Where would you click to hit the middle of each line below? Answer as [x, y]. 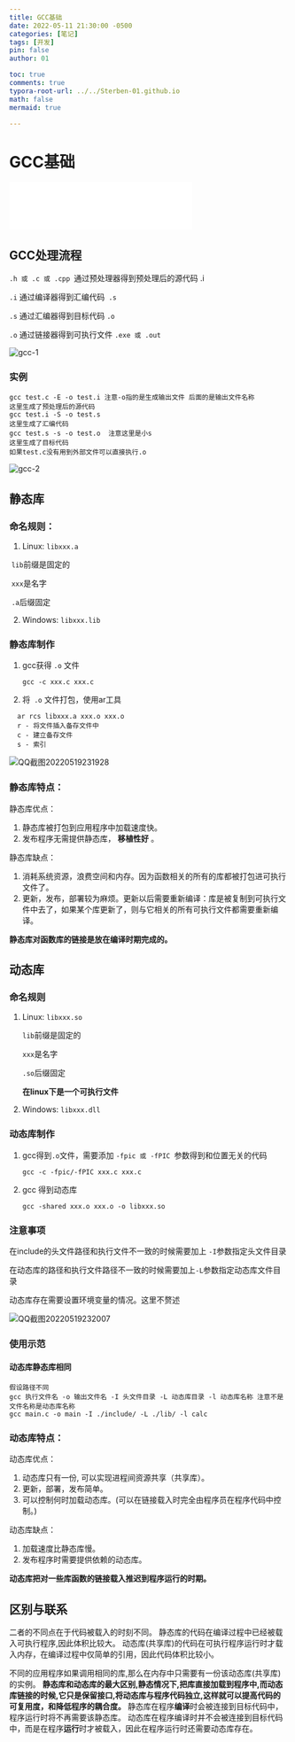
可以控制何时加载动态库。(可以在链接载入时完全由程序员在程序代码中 [147, 1500]
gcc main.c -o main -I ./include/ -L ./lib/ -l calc [109, 1414]
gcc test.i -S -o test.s [55, 415]
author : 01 [29, 58]
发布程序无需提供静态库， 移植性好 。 [90, 838]
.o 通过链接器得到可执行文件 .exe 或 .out [85, 335]
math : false [31, 99]
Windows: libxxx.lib [61, 620]
